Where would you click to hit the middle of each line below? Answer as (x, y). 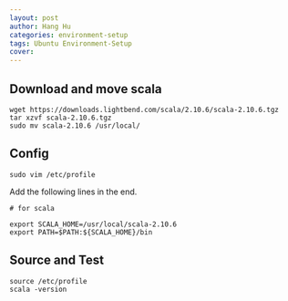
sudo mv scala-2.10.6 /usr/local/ (75, 125)
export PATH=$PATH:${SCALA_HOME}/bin (81, 232)
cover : (22, 52)
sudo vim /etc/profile (52, 174)
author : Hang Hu (40, 26)
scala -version (38, 289)
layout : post (34, 18)
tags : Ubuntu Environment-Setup (71, 43)
